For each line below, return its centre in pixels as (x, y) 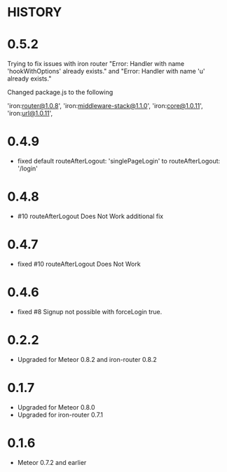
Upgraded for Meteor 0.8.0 (56, 407)
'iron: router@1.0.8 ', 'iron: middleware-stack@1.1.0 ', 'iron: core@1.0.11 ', (105, 106)
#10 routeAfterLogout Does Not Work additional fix (90, 216)
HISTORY (35, 12)
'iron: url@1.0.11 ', (30, 114)
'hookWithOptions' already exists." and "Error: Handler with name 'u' (106, 72)
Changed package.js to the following (60, 93)
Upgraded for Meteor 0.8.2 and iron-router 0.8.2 (87, 359)
